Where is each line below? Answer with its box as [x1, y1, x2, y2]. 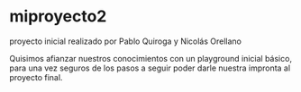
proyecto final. [9, 71, 63, 82]
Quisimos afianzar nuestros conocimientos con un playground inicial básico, [9, 53, 293, 63]
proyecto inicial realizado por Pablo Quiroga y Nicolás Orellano [9, 36, 242, 46]
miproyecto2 [9, 6, 107, 27]
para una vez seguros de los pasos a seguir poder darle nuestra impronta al [9, 63, 291, 73]
